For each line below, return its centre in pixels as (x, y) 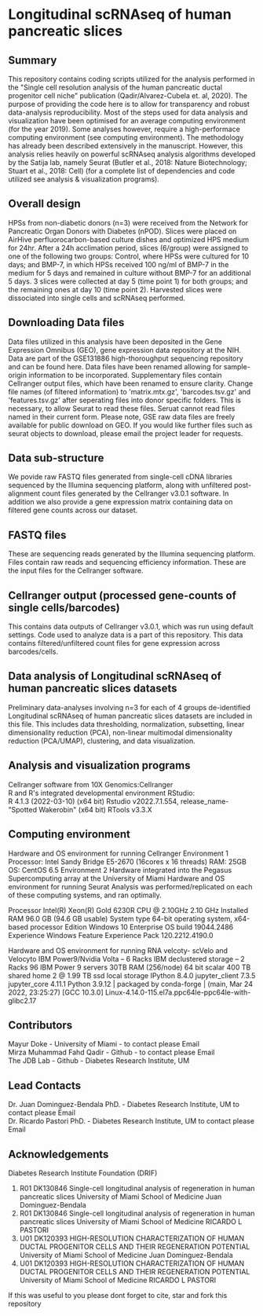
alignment (24, 493)
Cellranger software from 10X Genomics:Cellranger (91, 784)
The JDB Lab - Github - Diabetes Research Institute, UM (99, 1061)
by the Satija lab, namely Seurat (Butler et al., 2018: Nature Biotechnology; (128, 162)
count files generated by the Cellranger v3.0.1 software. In (135, 493)
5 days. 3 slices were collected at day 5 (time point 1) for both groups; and (128, 281)
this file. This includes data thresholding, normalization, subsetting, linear (126, 724)
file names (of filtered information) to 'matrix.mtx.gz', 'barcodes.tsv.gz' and (130, 391)
